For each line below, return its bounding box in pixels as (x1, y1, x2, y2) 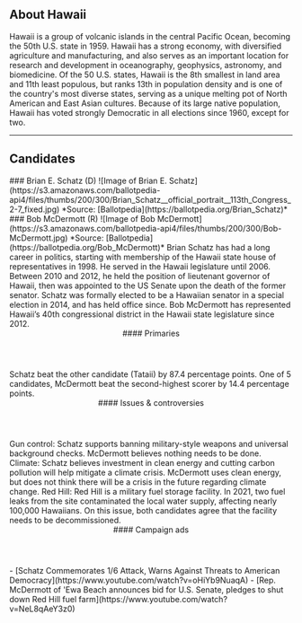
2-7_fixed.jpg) (9, 204, 60, 215)
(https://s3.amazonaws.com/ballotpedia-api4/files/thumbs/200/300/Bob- (9, 223, 282, 233)
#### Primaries (122, 328, 180, 338)
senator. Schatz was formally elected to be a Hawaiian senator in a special (9, 289, 285, 300)
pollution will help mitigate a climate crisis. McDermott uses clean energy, (9, 467, 281, 478)
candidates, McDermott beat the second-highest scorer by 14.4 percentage (9, 378, 289, 389)
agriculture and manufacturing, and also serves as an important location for (9, 49, 289, 61)
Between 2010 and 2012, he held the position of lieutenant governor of (9, 270, 271, 281)
